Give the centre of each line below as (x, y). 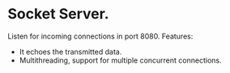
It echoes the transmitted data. (70, 51)
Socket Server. (58, 14)
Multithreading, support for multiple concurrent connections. (120, 60)
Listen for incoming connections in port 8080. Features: (100, 36)
